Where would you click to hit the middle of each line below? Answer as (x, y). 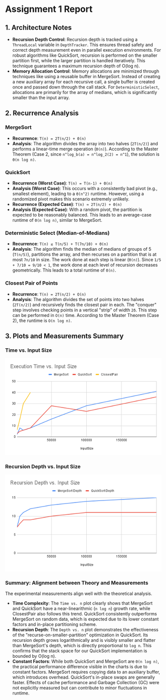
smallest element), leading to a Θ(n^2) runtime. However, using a (78, 194)
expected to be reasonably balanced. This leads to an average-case (82, 214)
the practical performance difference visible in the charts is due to (80, 667)
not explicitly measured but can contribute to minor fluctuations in (80, 688)
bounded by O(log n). (34, 656)
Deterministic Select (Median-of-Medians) (57, 233)
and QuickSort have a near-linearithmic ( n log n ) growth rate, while (81, 608)
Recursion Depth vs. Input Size (43, 466)
